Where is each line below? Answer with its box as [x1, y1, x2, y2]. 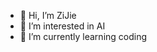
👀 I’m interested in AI [19, 20, 106, 32]
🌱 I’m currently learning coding [19, 31, 148, 42]
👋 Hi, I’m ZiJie [19, 10, 77, 21]
